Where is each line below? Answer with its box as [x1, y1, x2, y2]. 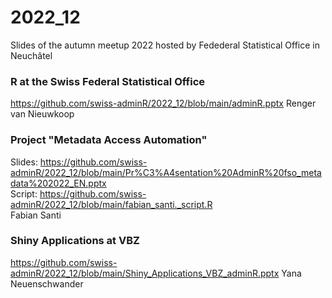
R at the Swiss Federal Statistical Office [10, 74, 206, 88]
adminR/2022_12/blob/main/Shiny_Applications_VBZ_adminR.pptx [10, 267, 280, 279]
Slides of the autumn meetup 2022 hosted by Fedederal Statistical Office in [10, 39, 321, 51]
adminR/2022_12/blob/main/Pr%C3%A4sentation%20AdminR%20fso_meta [10, 166, 322, 178]
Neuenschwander [10, 277, 84, 290]
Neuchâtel [10, 49, 53, 61]
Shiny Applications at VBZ [10, 234, 140, 248]
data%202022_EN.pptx [10, 177, 107, 189]
